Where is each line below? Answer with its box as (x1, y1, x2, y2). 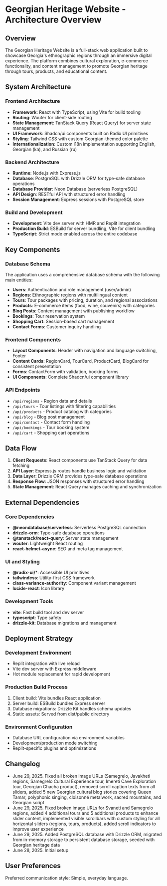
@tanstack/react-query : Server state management (12, 535, 119, 541)
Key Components (5, 245, 60, 254)
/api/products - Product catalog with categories (12, 408, 112, 415)
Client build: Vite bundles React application (12, 695, 101, 701)
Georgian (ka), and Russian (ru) (12, 146, 77, 152)
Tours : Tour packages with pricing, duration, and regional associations (12, 297, 158, 303)
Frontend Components (5, 336, 61, 343)
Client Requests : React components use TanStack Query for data (12, 457, 148, 463)
